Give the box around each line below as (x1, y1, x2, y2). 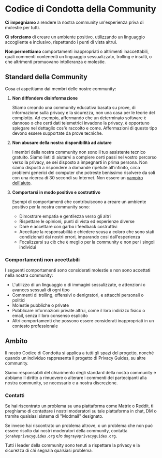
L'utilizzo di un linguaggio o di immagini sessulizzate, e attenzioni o (12, 282, 146, 288)
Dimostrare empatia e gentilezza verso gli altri (19, 213, 111, 219)
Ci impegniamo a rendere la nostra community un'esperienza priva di (5, 19, 144, 25)
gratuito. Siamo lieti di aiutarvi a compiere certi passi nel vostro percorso (12, 154, 157, 160)
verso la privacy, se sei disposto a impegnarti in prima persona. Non (12, 159, 148, 165)
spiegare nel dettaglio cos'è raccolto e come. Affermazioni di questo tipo (12, 125, 157, 131)
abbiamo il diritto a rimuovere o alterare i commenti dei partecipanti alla (5, 375, 147, 380)
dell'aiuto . (12, 180, 32, 186)
